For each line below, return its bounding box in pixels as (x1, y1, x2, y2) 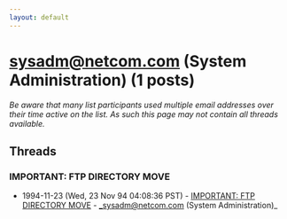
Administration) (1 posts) (9, 70, 195, 90)
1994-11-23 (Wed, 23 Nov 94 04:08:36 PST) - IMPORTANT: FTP (21, 191, 255, 201)
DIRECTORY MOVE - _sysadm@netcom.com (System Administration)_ (21, 200, 278, 211)
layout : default (9, 12, 69, 22)
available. (9, 118, 46, 129)
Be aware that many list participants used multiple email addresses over (9, 99, 275, 110)
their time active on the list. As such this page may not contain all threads (9, 108, 279, 120)
